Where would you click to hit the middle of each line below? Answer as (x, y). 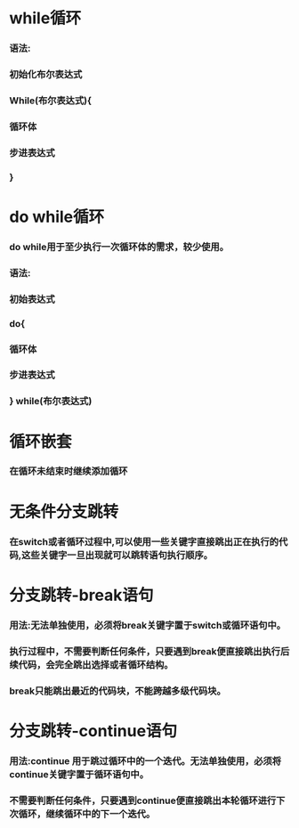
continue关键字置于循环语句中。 (79, 774)
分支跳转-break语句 (81, 595)
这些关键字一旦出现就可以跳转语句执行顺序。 (117, 555)
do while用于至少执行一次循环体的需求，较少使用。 (119, 247)
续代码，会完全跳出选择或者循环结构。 (91, 664)
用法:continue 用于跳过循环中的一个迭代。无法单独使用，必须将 (145, 760)
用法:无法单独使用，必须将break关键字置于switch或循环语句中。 (148, 625)
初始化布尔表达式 (46, 75)
